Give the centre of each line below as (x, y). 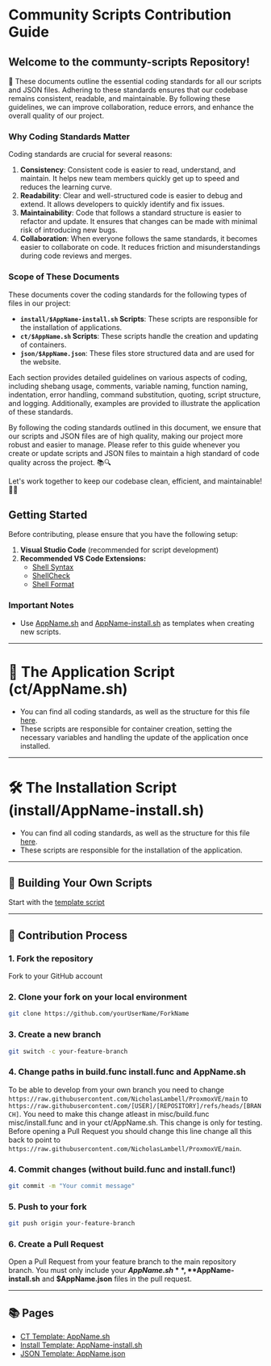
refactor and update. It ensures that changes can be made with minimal (139, 222)
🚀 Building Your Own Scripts (80, 883)
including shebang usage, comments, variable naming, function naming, (128, 386)
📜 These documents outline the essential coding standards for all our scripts (135, 81)
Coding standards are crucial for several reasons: (90, 154)
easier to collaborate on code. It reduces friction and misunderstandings (140, 247)
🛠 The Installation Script (93, 787)
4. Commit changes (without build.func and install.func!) (122, 1169)
